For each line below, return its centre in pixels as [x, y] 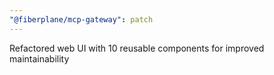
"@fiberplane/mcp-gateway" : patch [81, 19]
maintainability [39, 58]
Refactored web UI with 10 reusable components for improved [137, 48]
